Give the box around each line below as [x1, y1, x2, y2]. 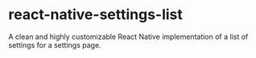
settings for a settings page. [8, 40, 102, 49]
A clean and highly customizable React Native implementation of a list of [8, 32, 249, 41]
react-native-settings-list [8, 6, 184, 24]
